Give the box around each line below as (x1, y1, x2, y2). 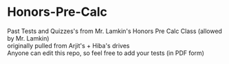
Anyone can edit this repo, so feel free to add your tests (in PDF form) (7, 49, 205, 57)
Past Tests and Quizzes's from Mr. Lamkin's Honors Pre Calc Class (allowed (7, 27, 222, 35)
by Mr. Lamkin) (7, 34, 50, 42)
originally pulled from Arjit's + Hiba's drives (7, 41, 130, 50)
